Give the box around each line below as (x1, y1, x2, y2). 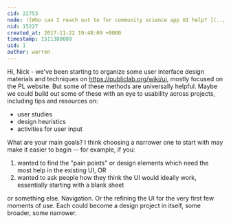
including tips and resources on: (7, 96, 98, 105)
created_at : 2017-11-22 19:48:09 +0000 (7, 29, 122, 37)
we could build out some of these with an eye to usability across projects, (7, 89, 215, 97)
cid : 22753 (7, 10, 38, 17)
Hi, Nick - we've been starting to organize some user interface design (7, 67, 205, 76)
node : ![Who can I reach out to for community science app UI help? (7, 17, 208, 23)
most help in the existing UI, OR (16, 166, 107, 174)
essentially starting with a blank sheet (16, 181, 124, 189)
